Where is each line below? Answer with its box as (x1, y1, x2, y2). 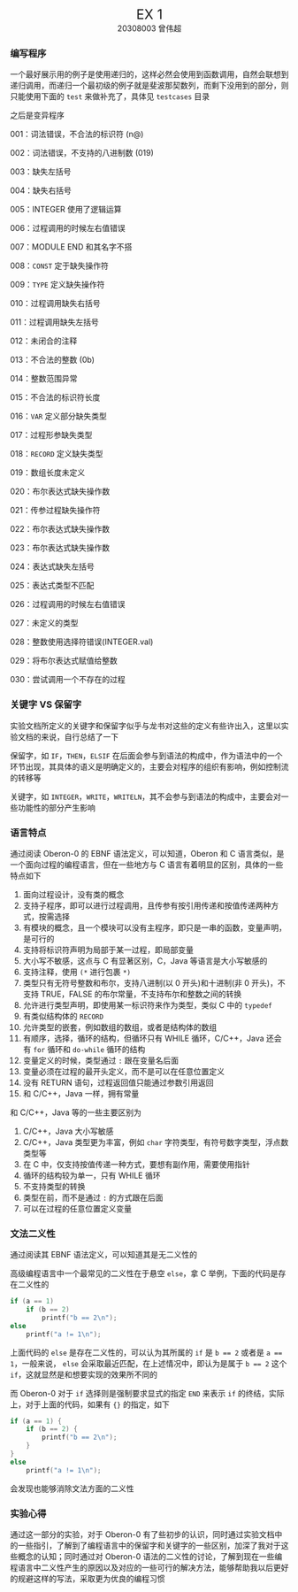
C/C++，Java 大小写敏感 (22, 1126, 114, 1136)
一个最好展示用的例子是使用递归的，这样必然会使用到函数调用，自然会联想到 (10, 69, 289, 80)
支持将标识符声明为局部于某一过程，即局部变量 (22, 944, 194, 955)
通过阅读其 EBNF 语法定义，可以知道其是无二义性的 (10, 1250, 198, 1260)
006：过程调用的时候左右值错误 (10, 223, 126, 234)
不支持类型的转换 (22, 1181, 86, 1191)
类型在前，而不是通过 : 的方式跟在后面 (22, 1192, 164, 1203)
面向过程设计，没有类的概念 (22, 888, 125, 899)
